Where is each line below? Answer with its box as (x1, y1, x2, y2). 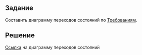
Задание (5, 4, 34, 12)
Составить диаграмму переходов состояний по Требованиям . (5, 17, 138, 23)
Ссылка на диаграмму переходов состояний (5, 44, 100, 50)
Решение (5, 31, 35, 40)
